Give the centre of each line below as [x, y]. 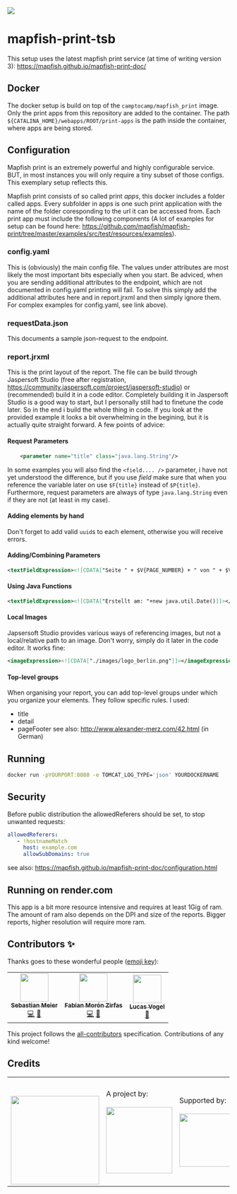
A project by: [127, 1094]
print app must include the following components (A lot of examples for [111, 219]
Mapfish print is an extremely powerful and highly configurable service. [111, 167]
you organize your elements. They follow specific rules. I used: [98, 700]
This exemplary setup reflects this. [57, 182]
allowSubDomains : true [56, 854]
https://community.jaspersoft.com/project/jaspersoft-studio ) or [99, 387]
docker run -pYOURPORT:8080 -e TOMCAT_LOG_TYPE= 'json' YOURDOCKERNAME [113, 775]
